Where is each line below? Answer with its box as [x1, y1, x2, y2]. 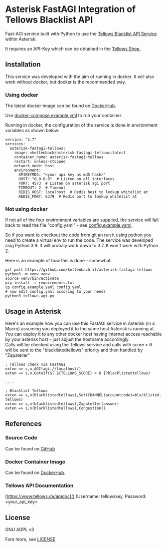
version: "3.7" [5, 137, 37, 142]
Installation [5, 60, 41, 69]
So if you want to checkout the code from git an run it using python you [5, 232, 152, 238]
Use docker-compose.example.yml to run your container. [5, 113, 123, 119]
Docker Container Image [5, 458, 66, 465]
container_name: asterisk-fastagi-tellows [14, 155, 104, 160]
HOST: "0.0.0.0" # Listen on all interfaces [18, 177, 115, 182]
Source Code [5, 434, 37, 441]
